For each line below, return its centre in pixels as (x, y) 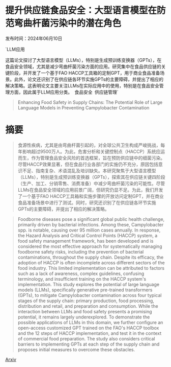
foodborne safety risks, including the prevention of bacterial (81, 251)
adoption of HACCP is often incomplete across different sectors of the (91, 262)
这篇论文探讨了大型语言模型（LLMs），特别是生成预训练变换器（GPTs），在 (83, 60)
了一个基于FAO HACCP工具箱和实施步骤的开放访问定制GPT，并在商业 (91, 196)
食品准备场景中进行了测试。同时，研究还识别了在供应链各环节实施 (87, 202)
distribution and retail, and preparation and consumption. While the (88, 306)
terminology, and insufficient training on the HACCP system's (82, 279)
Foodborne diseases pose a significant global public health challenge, (91, 219)
